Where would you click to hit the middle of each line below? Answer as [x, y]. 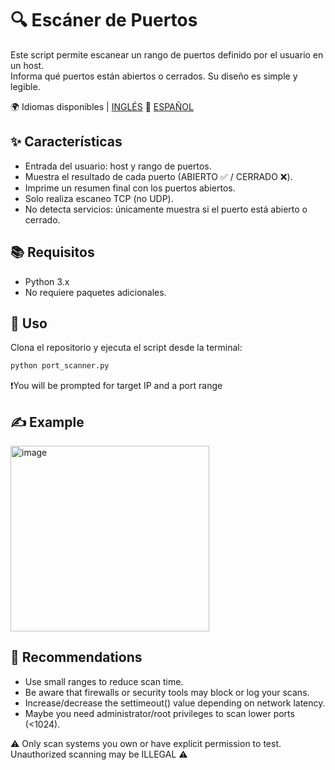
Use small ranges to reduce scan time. [104, 681]
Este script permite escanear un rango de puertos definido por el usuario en [167, 54]
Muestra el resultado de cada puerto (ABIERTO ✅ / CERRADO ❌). [158, 176]
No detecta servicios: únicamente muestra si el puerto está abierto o [166, 209]
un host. [27, 65]
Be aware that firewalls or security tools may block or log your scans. [167, 692]
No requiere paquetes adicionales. [95, 292]
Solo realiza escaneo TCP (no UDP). [99, 198]
